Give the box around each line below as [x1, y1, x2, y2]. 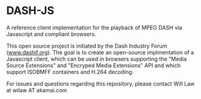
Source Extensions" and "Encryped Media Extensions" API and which [6, 62, 181, 69]
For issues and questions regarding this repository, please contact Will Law [6, 80, 195, 87]
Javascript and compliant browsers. [6, 30, 96, 37]
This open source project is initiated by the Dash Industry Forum [6, 42, 167, 50]
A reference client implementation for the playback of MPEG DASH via [6, 24, 183, 31]
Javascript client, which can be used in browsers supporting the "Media [6, 55, 187, 62]
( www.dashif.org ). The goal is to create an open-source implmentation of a [6, 48, 194, 56]
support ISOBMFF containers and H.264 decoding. [6, 68, 134, 75]
